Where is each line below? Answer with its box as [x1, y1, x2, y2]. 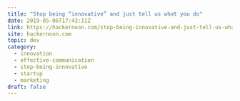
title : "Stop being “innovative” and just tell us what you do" [7, 10, 203, 18]
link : [7, 23, 24, 31]
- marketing [14, 76, 50, 84]
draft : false [7, 83, 46, 90]
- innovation [14, 51, 53, 58]
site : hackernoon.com [7, 30, 72, 38]
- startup [14, 70, 43, 77]
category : [7, 43, 37, 51]
